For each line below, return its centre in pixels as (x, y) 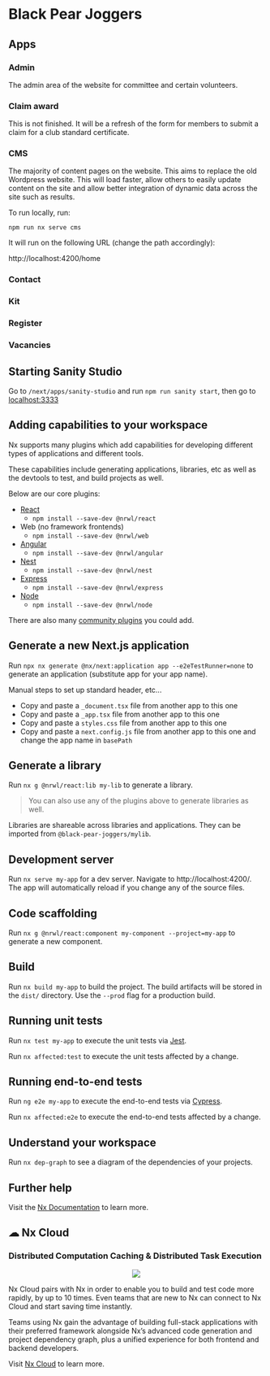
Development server (61, 859)
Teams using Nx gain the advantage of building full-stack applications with (133, 1322)
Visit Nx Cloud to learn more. (57, 1364)
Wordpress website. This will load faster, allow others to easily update (125, 180)
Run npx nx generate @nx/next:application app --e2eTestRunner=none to (131, 665)
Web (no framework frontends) (72, 526)
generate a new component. (56, 942)
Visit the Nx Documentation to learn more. (78, 1208)
